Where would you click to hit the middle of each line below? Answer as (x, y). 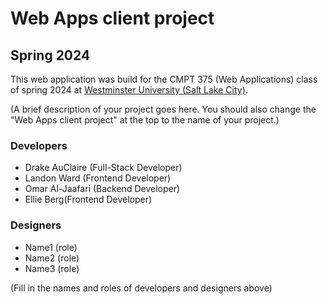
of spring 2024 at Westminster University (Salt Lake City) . (129, 90)
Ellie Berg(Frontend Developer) (88, 199)
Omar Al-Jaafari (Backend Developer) (102, 189)
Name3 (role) (52, 268)
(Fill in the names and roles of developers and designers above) (141, 288)
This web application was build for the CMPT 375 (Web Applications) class (164, 79)
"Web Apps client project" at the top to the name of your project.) (145, 120)
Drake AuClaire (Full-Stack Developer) (103, 168)
